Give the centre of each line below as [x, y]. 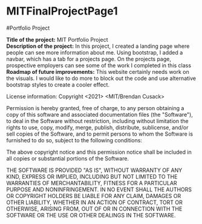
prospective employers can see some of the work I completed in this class [99, 65]
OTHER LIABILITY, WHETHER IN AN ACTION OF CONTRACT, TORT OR [94, 202]
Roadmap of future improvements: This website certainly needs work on [98, 71]
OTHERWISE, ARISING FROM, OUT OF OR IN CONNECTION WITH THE [94, 209]
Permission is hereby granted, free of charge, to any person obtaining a [95, 108]
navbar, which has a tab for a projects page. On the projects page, [89, 59]
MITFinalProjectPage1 [62, 11]
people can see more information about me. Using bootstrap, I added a [95, 52]
